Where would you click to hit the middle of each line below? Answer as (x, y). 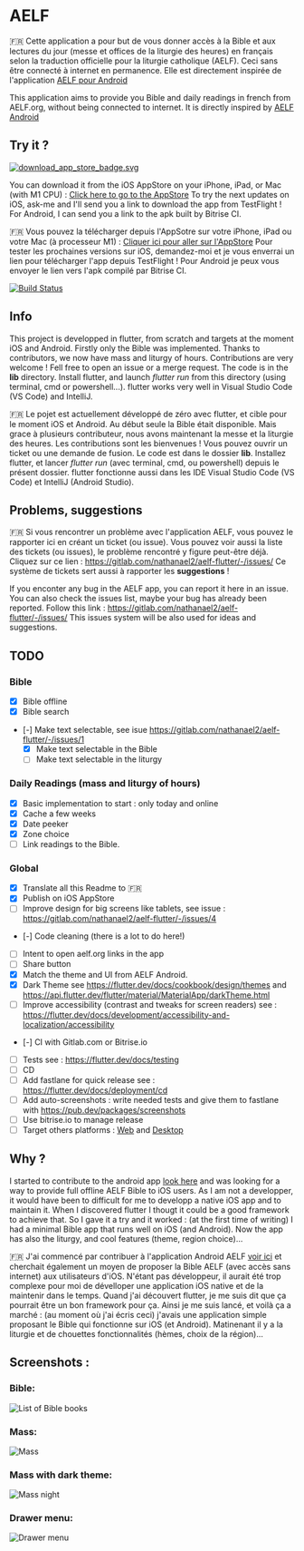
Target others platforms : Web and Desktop (103, 1130)
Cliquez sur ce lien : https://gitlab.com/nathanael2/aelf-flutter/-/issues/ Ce (148, 561)
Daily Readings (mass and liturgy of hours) (105, 784)
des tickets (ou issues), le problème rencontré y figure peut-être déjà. (139, 552)
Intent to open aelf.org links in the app (93, 954)
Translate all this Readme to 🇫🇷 (82, 888)
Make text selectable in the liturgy (99, 759)
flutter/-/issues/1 (53, 739)
